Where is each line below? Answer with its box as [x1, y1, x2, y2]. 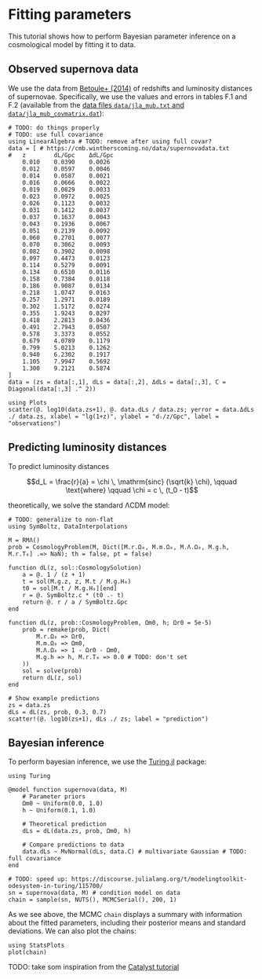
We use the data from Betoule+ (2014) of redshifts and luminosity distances [8, 83, 253, 93]
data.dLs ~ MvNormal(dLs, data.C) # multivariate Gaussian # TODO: [22, 848, 247, 856]
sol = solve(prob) [22, 666, 82, 675]
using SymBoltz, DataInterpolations [8, 522, 128, 530]
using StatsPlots [8, 941, 65, 950]
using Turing [8, 772, 51, 780]
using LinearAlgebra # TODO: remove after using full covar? [8, 137, 213, 145]
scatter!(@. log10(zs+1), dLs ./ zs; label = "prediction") [8, 715, 209, 723]
